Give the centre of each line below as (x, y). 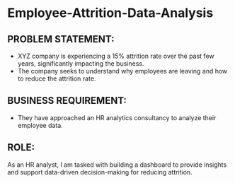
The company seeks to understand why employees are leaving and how (122, 71)
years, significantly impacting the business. (81, 64)
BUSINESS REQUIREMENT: (67, 101)
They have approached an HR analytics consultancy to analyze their (117, 117)
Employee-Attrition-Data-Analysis (110, 13)
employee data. (40, 125)
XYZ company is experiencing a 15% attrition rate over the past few (116, 56)
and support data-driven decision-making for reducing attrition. (100, 172)
